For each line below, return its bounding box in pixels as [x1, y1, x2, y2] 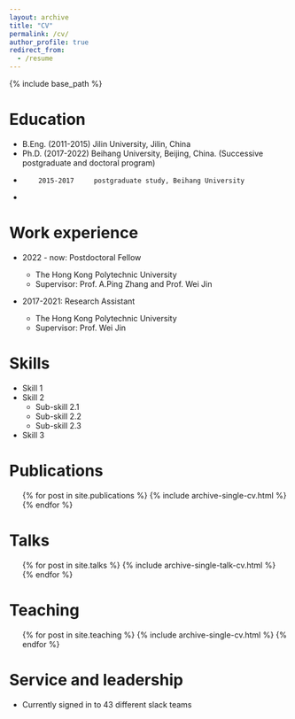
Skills [9, 353, 50, 374]
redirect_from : [9, 46, 66, 55]
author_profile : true [9, 37, 89, 47]
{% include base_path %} [9, 79, 103, 89]
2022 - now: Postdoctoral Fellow [21, 251, 142, 262]
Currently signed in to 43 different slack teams [21, 699, 192, 709]
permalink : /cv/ [9, 29, 69, 38]
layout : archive [9, 12, 69, 22]
